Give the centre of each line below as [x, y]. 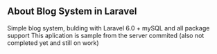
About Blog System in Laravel [72, 11]
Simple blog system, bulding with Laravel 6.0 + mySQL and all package [108, 28]
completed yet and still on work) [53, 43]
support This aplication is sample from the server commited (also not [106, 35]
